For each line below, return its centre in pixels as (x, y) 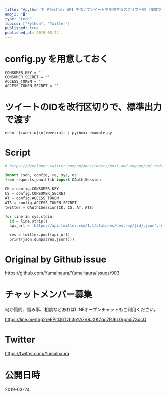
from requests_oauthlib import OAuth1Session (53, 180)
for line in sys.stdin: (30, 216)
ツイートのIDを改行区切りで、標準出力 (83, 107)
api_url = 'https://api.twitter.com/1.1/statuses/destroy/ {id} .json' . (84, 226)
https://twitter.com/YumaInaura (37, 353)
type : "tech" (19, 19)
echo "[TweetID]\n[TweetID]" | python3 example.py (59, 133)
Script (18, 153)
